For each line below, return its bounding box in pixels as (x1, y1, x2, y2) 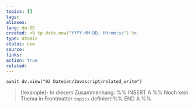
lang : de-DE (6, 25, 35, 31)
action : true (6, 57, 38, 63)
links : (6, 52, 22, 58)
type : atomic (6, 36, 38, 41)
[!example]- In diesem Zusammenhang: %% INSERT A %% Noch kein (20, 89, 189, 96)
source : (6, 47, 25, 53)
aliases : (6, 19, 27, 25)
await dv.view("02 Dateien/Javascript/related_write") (6, 79, 143, 85)
